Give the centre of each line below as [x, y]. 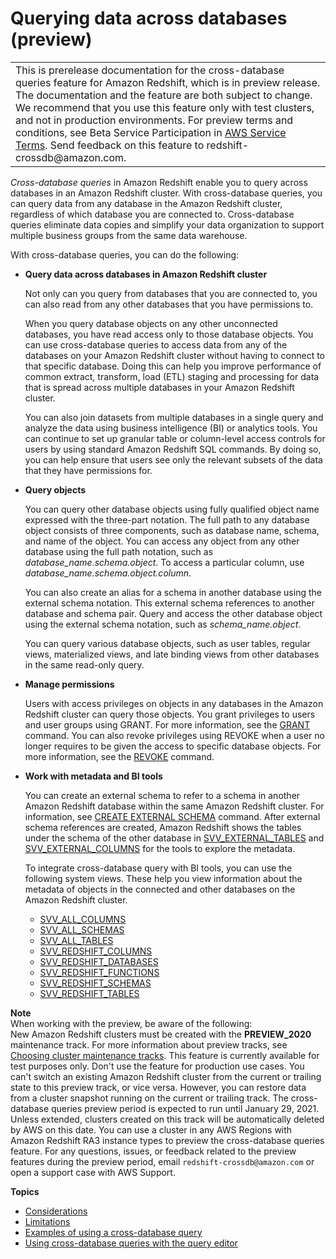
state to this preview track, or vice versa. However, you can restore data [158, 1087]
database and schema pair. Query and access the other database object [173, 613]
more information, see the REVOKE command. [119, 756]
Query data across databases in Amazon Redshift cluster [146, 274]
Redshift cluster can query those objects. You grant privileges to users [170, 714]
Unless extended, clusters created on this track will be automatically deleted [167, 1119]
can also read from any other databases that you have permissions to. [169, 304]
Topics [25, 1191]
